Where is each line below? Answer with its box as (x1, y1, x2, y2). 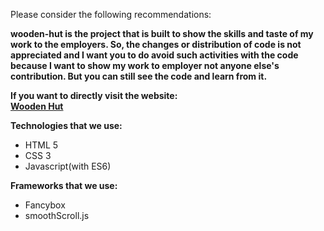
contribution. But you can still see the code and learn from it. (10, 70, 268, 82)
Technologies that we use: (10, 120, 123, 131)
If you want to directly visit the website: (10, 90, 178, 101)
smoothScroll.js (24, 210, 90, 221)
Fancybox (24, 199, 66, 211)
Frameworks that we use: (10, 180, 118, 191)
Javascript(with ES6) (24, 160, 112, 172)
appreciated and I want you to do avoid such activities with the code (10, 49, 299, 61)
